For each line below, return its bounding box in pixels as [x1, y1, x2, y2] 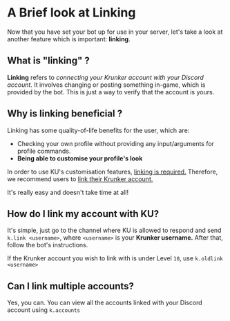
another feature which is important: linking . [7, 34, 131, 43]
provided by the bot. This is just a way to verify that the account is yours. [7, 87, 215, 96]
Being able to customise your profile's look [17, 154, 143, 163]
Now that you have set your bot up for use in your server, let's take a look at [7, 28, 223, 36]
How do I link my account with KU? [7, 208, 160, 220]
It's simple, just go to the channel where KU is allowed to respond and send [7, 226, 222, 235]
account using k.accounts [7, 306, 81, 314]
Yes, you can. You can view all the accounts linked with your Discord [7, 298, 202, 307]
